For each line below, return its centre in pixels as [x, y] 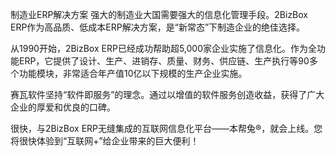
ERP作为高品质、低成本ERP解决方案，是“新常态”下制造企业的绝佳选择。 [158, 27]
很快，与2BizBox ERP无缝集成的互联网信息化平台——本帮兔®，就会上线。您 [166, 128]
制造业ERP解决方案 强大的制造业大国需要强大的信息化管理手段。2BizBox [159, 14]
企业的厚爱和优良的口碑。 [63, 107]
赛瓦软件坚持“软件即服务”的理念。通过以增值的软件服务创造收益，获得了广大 [167, 94]
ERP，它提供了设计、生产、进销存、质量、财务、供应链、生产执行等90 [164, 61]
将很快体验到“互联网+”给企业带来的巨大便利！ [105, 141]
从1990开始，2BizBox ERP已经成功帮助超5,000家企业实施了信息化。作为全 [163, 48]
